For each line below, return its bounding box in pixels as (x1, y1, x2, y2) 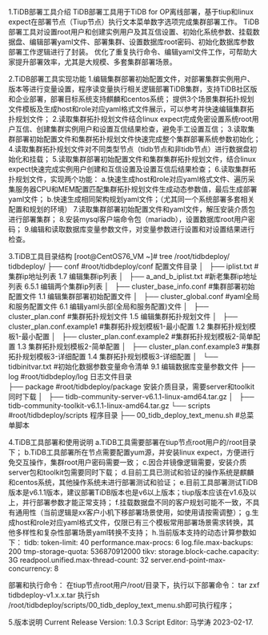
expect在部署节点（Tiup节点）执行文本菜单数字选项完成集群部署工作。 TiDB (8, 17, 260, 26)
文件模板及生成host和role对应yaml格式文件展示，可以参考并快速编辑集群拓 (8, 104, 254, 114)
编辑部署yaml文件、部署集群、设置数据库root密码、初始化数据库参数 (29, 37, 254, 47)
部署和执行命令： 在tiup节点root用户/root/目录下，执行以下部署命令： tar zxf (8, 580, 260, 589)
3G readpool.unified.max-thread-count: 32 (8, 556, 150, 564)
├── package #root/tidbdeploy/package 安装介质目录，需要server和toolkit (8, 382, 255, 391)
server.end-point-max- (150, 556, 226, 564)
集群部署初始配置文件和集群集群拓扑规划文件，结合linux (71, 155, 256, 164)
